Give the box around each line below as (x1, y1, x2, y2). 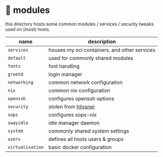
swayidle (7, 120, 28, 126)
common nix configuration (48, 87, 110, 94)
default (7, 55, 26, 61)
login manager (48, 71, 82, 78)
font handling (48, 62, 80, 69)
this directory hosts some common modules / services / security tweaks (5, 21, 154, 27)
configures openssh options (48, 95, 114, 102)
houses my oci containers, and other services (48, 46, 156, 53)
